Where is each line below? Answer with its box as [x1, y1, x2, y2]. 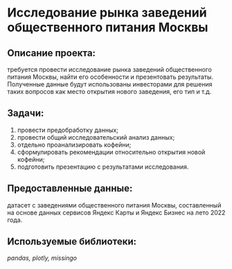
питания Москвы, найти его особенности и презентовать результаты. [7, 73, 213, 81]
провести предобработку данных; [17, 126, 119, 134]
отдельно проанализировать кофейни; [17, 140, 132, 149]
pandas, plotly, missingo [7, 254, 78, 262]
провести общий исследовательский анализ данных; [17, 133, 175, 141]
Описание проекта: [7, 47, 96, 59]
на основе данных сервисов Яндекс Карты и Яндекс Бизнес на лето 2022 [7, 208, 226, 216]
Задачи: [7, 107, 44, 119]
